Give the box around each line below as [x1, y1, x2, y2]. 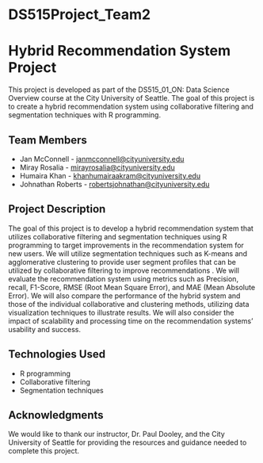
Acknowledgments [8, 408, 105, 422]
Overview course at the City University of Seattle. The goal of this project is [8, 94, 255, 103]
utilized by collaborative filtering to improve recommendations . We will [8, 266, 240, 275]
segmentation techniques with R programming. [8, 110, 161, 120]
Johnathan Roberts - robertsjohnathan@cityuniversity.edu [19, 179, 210, 189]
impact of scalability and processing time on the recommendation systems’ [8, 316, 253, 326]
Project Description [8, 202, 106, 216]
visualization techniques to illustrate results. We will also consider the [8, 308, 234, 317]
